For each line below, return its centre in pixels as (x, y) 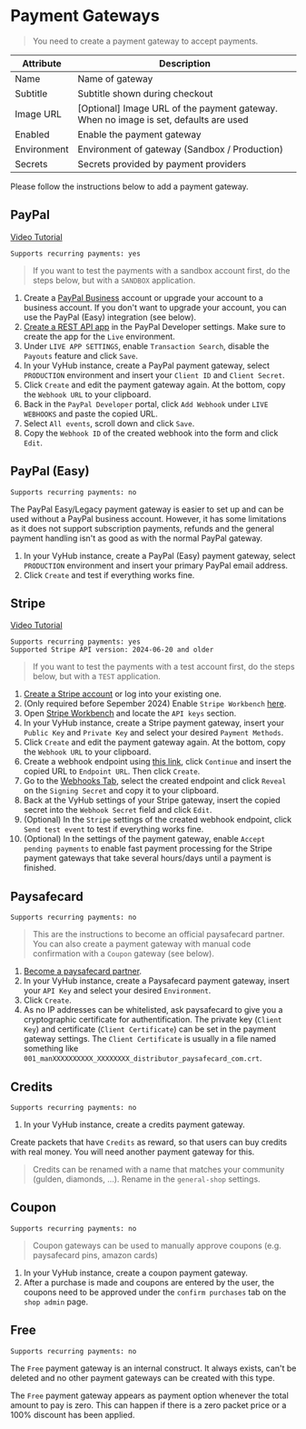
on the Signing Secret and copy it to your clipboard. (121, 791)
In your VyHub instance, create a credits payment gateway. (134, 1124)
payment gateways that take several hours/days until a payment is (147, 858)
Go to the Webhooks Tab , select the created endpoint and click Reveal (155, 781)
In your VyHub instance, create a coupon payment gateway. (136, 1273)
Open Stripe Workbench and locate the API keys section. (130, 714)
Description (185, 63)
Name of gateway (115, 78)
